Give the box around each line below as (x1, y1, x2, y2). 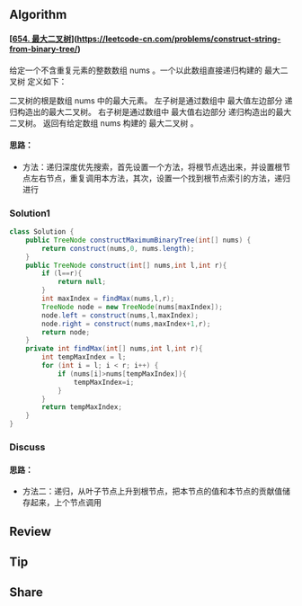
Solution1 (9, 207, 51, 219)
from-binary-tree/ (9, 43, 78, 54)
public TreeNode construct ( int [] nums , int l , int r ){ (25, 261, 227, 270)
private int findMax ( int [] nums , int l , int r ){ (25, 344, 203, 353)
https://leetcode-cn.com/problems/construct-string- (76, 33, 281, 44)
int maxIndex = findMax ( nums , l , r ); (41, 294, 175, 304)
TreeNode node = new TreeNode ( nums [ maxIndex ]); (41, 302, 223, 311)
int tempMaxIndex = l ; (41, 352, 127, 362)
